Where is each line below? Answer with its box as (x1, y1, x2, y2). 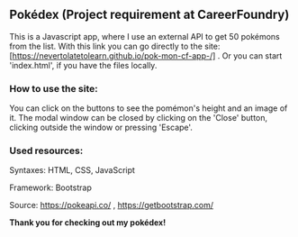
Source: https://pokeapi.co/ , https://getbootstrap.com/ (9, 200, 214, 211)
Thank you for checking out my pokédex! (9, 217, 167, 228)
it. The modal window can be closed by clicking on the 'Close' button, (9, 113, 268, 123)
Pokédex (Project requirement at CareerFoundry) (9, 7, 290, 23)
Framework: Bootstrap (9, 182, 92, 193)
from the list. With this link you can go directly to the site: (9, 41, 221, 51)
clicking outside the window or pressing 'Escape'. (9, 122, 194, 133)
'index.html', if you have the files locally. (9, 59, 158, 70)
